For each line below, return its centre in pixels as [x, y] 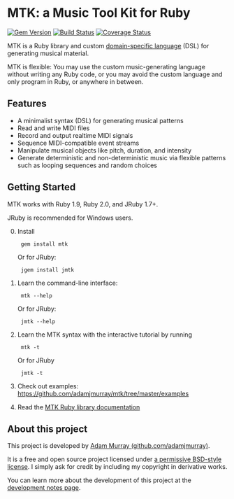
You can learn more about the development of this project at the [100, 480]
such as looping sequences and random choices [87, 165]
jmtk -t [32, 373]
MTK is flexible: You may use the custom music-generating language [107, 66]
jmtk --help [38, 321]
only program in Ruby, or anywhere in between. [75, 81]
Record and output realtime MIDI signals [75, 135]
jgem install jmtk [47, 270]
